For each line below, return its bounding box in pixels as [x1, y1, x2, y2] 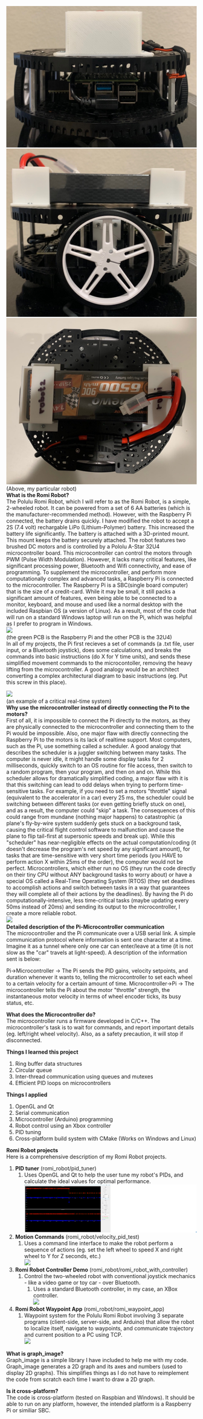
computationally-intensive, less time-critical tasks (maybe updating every [6, 896, 189, 904]
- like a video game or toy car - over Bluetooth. [24, 1279, 141, 1287]
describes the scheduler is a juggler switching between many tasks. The [6, 749, 187, 756]
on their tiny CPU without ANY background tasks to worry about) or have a [6, 871, 192, 878]
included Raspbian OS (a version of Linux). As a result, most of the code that [6, 607, 197, 614]
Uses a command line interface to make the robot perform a [24, 1240, 173, 1247]
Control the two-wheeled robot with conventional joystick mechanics [24, 1273, 196, 1280]
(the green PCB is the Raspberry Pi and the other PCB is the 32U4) [6, 633, 172, 641]
